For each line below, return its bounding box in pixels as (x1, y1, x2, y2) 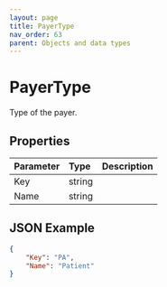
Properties (9, 133, 70, 149)
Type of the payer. (9, 107, 78, 118)
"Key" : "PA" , (25, 253, 75, 262)
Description (101, 160, 153, 172)
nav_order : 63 (9, 30, 63, 39)
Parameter (14, 160, 60, 172)
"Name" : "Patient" (25, 261, 95, 271)
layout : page (9, 13, 59, 23)
